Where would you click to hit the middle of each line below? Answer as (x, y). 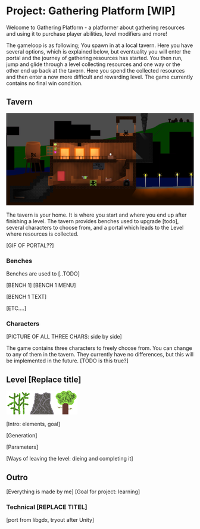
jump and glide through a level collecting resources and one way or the (93, 64)
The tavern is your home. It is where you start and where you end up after (96, 215)
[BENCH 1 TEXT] (26, 297)
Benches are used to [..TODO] (43, 274)
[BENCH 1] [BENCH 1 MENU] (41, 285)
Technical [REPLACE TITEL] (47, 507)
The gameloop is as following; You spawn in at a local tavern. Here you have (100, 45)
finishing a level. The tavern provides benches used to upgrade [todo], (93, 221)
